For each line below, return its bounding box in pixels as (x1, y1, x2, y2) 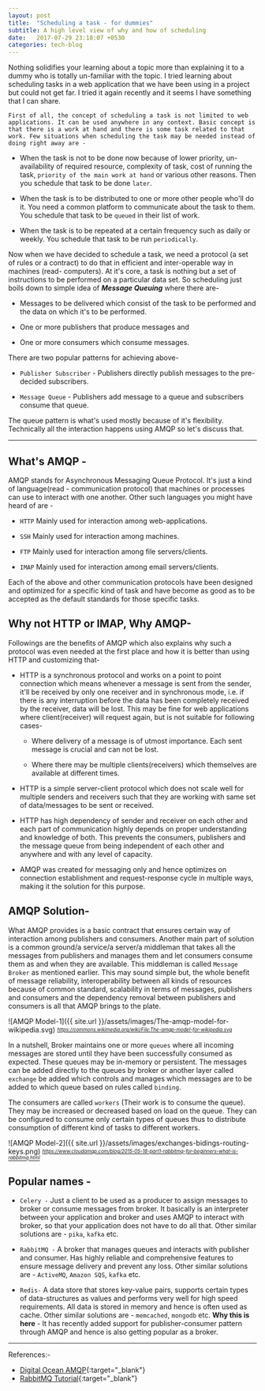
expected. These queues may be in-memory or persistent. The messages (8, 1057, 247, 1067)
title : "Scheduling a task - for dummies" (8, 19, 154, 27)
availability (19, 161, 55, 171)
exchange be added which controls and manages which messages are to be (8, 1074, 252, 1083)
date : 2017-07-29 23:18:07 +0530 (8, 33, 125, 42)
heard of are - (8, 500, 54, 510)
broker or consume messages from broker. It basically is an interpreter (19, 1204, 249, 1214)
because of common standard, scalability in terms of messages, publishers (8, 984, 252, 994)
